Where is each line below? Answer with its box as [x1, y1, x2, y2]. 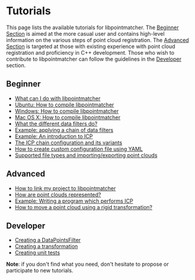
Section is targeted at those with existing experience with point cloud [6, 43, 175, 50]
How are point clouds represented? [14, 191, 101, 198]
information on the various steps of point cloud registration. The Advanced [6, 36, 189, 43]
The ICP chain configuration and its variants [14, 139, 122, 146]
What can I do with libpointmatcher [14, 95, 101, 102]
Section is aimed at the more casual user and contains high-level [6, 30, 165, 37]
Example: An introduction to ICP [14, 133, 93, 140]
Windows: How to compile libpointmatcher [14, 107, 119, 114]
